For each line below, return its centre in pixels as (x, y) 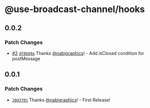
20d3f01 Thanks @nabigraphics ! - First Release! (61, 100)
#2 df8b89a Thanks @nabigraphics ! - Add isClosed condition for (78, 53)
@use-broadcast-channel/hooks (75, 9)
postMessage (26, 59)
